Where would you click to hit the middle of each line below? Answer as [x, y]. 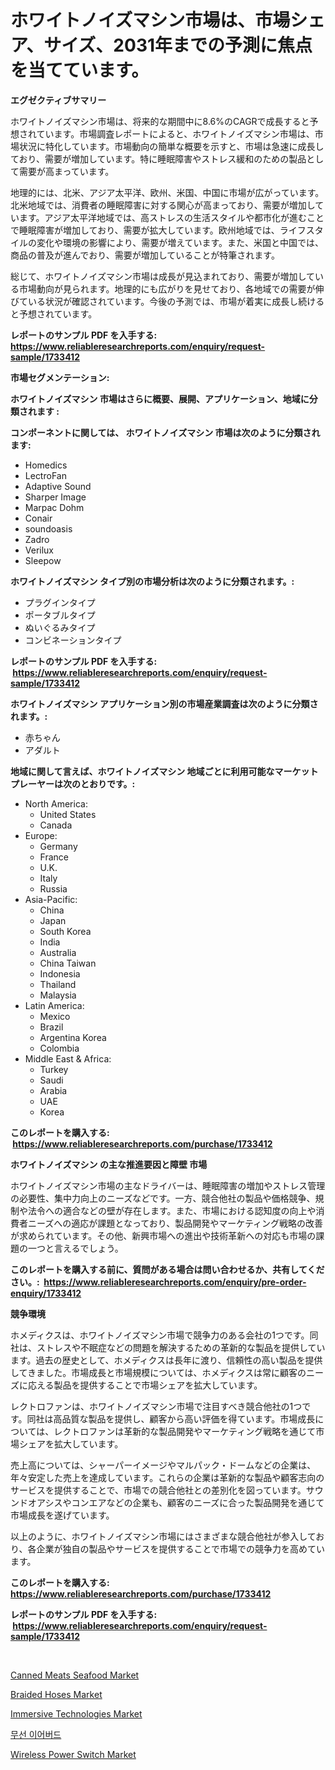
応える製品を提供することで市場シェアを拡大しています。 [145, 1385]
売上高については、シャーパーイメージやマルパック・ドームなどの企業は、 [163, 1465]
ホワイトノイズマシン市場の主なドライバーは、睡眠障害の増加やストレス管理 [168, 1185]
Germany [58, 846]
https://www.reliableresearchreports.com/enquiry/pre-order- [175, 1282]
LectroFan [45, 475]
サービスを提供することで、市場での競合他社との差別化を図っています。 [158, 1490]
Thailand [58, 984]
